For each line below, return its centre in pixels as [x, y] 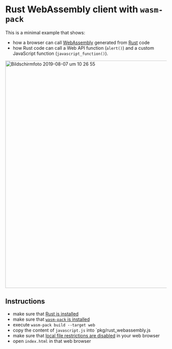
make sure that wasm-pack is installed [51, 319]
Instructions [25, 302]
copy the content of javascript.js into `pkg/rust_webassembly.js [82, 330]
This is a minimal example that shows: [45, 32]
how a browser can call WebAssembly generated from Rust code [81, 43]
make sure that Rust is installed [46, 314]
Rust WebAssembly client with [72, 9]
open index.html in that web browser [52, 341]
